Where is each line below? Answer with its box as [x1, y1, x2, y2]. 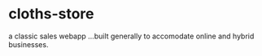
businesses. [8, 39, 49, 49]
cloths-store [8, 5, 94, 23]
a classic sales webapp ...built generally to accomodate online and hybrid [8, 31, 255, 41]
